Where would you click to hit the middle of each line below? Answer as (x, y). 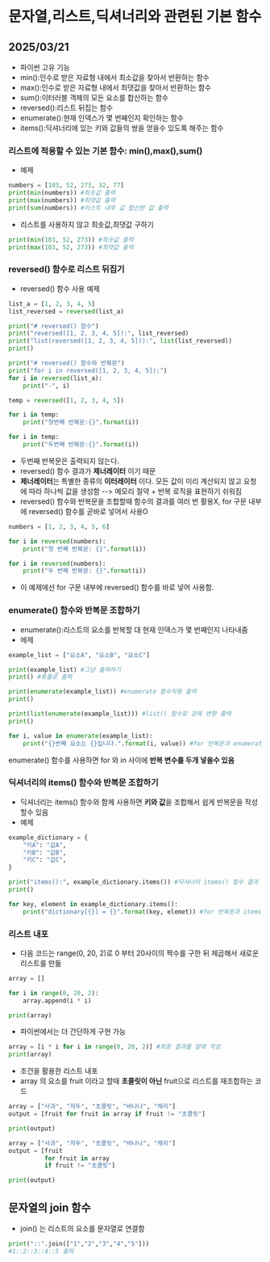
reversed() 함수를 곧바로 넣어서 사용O (89, 511)
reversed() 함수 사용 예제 (60, 289)
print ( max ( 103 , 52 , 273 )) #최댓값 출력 (71, 247)
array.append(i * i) (57, 1000)
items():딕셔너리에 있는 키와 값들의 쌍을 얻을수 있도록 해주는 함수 (122, 128)
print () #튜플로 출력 (40, 677)
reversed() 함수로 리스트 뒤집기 (66, 269)
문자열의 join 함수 (50, 1207)
